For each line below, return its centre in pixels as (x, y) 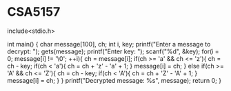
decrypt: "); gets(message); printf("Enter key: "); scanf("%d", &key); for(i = (113, 51)
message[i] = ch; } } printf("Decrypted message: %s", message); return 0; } (114, 80)
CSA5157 (34, 12)
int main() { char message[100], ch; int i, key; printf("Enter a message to (109, 44)
